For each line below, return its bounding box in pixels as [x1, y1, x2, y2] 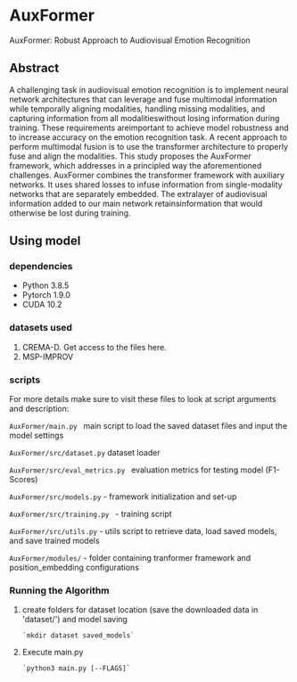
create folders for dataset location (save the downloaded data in [21, 604, 259, 615]
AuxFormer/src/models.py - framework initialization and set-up [9, 491, 237, 502]
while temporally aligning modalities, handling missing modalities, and [9, 103, 266, 114]
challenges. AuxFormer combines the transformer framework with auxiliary [9, 169, 285, 180]
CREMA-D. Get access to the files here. [21, 341, 167, 352]
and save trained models [9, 536, 100, 546]
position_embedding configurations [9, 563, 140, 573]
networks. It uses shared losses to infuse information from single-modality [9, 179, 283, 190]
